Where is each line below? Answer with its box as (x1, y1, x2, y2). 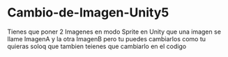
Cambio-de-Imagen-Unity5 (7, 5, 169, 21)
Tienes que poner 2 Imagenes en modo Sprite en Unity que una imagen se (7, 27, 222, 36)
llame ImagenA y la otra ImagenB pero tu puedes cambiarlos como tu (7, 34, 206, 43)
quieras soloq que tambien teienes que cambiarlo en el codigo (7, 42, 187, 50)
